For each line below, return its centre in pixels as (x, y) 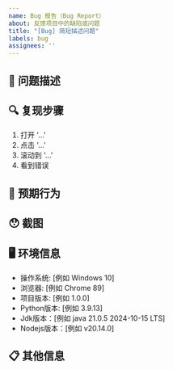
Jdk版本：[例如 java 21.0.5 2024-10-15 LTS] (93, 318)
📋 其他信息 (37, 356)
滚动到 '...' (36, 155)
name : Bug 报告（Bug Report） (57, 16)
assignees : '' (32, 46)
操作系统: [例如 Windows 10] (67, 277)
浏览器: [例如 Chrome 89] (62, 288)
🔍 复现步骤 (36, 110)
